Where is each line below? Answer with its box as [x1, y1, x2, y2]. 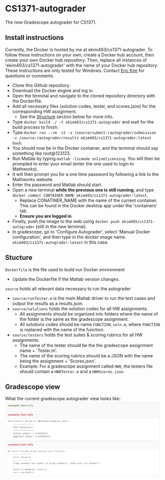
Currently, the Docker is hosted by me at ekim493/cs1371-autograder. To [5, 46, 153, 52]
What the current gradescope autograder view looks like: [5, 396, 121, 402]
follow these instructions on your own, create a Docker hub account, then [5, 52, 154, 58]
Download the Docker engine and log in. [12, 87, 94, 94]
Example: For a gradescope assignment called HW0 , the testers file [19, 363, 153, 369]
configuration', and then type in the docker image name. [12, 234, 127, 240]
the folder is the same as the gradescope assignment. [19, 316, 129, 322]
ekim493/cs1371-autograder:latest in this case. [12, 239, 109, 245]
